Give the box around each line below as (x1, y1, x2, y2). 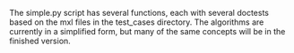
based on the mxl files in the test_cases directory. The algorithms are (9, 17, 264, 27)
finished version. (9, 35, 72, 46)
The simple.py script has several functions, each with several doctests (9, 8, 269, 18)
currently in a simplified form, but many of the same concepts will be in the (9, 26, 286, 36)
